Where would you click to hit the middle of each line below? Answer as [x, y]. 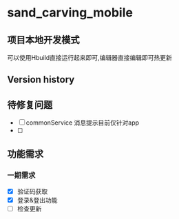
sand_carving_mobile [70, 13]
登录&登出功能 [37, 200]
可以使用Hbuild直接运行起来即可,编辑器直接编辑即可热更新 [89, 58]
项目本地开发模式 [43, 40]
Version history [41, 80]
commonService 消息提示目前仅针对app [83, 123]
